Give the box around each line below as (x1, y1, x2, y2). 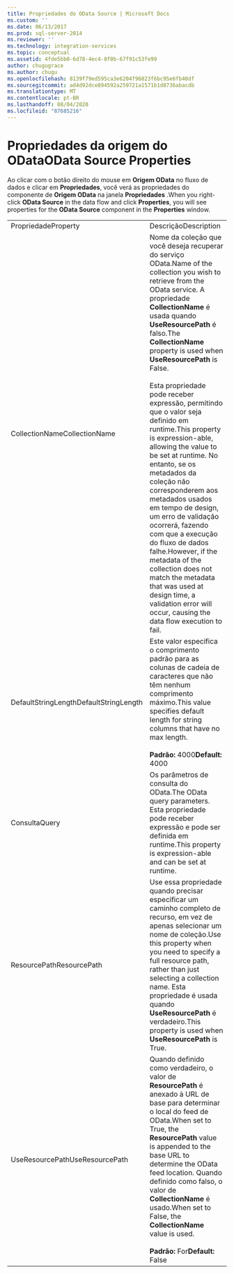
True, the (149, 1124, 179, 1134)
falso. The (149, 328, 180, 338)
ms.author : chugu (7, 68, 58, 75)
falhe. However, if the (149, 546, 218, 556)
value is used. (149, 1229, 195, 1238)
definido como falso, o (149, 1176, 223, 1186)
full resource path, (149, 956, 210, 965)
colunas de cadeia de (149, 662, 220, 672)
